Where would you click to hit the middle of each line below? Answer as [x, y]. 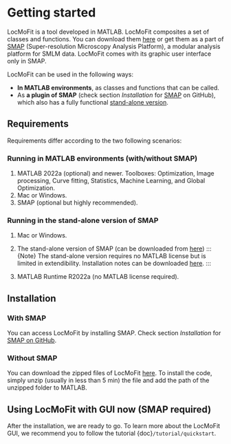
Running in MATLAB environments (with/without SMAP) [102, 158]
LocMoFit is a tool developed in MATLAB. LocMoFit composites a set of [108, 32]
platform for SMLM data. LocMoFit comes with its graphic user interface [109, 54]
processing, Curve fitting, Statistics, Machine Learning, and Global [111, 181]
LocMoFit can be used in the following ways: [70, 74]
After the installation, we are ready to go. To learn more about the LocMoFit [114, 426]
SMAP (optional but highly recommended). [77, 203]
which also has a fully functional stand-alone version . [92, 102]
